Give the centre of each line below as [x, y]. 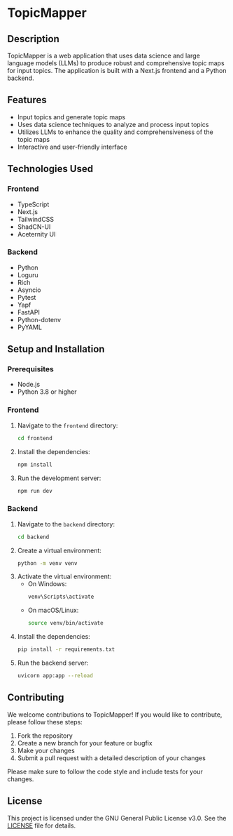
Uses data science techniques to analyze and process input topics [113, 124]
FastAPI [28, 312]
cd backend [33, 537]
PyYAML [29, 327]
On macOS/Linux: [53, 610]
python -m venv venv [47, 563]
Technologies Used [50, 169]
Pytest [27, 297]
